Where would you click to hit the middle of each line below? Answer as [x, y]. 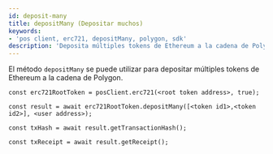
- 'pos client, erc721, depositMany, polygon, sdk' [97, 38]
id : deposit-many [38, 16]
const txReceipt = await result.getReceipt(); [89, 143]
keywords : [25, 31]
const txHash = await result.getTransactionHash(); [97, 128]
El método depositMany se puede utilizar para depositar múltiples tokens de [134, 69]
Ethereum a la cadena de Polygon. [66, 78]
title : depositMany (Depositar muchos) [76, 24]
